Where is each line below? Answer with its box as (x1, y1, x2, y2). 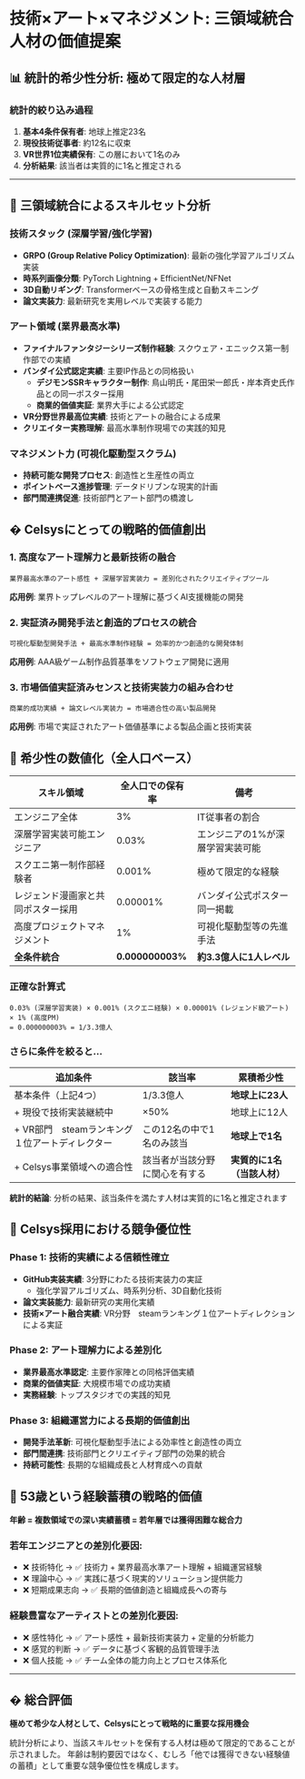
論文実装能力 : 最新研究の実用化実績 (22, 1296, 155, 1307)
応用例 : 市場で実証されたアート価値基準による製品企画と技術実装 (9, 721, 252, 733)
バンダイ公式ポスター (196, 889, 289, 902)
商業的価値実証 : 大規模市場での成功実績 (22, 1378, 171, 1389)
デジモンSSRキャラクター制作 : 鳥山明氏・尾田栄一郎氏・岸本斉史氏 (35, 377, 288, 388)
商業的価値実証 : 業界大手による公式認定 (35, 399, 184, 410)
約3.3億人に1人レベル (196, 951, 290, 964)
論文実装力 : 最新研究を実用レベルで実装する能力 (22, 295, 202, 306)
